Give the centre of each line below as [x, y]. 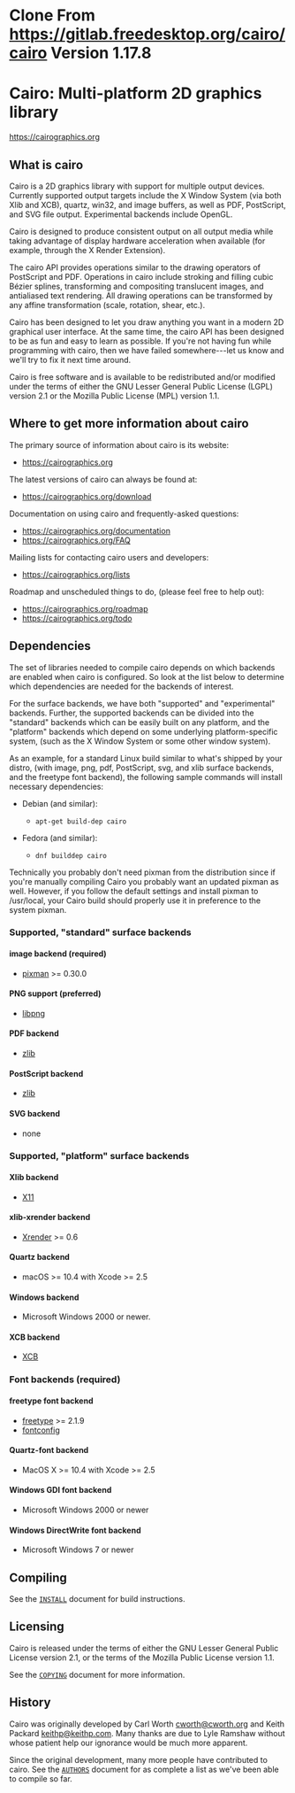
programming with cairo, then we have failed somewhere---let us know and [147, 350]
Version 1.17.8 [101, 53]
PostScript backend [46, 1073]
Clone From [52, 15]
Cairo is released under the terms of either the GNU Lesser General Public [144, 1648]
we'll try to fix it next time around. [70, 359]
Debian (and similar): [60, 803]
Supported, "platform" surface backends [99, 1156]
